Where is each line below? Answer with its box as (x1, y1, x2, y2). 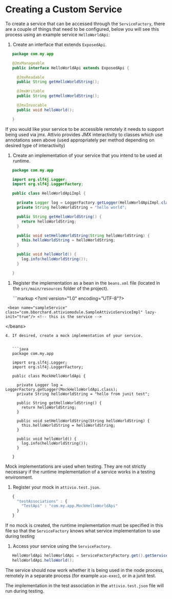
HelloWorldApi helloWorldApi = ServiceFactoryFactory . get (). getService (12, 553, 168, 558)
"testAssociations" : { (16, 498, 68, 504)
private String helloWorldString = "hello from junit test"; (16, 391, 150, 396)
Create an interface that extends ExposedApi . (12, 41, 106, 47)
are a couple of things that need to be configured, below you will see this (5, 26, 159, 32)
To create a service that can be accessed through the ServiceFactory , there (5, 21, 165, 27)
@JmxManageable (12, 61, 45, 66)
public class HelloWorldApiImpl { (12, 191, 86, 196)
